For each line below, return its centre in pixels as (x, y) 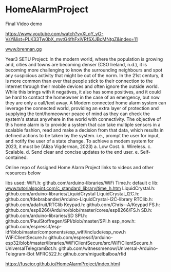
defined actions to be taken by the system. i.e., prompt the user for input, (83, 135)
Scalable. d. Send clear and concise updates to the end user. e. (72, 152)
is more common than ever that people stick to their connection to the (79, 81)
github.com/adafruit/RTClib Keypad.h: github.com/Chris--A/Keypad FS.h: (83, 205)
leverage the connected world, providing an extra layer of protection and (82, 108)
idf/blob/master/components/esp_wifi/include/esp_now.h (66, 232)
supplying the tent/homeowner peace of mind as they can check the (78, 114)
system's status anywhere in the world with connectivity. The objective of (83, 119)
